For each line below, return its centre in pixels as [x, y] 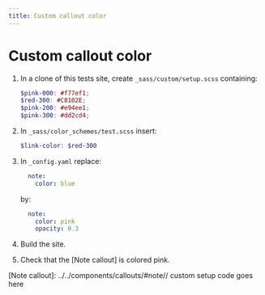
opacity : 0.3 [57, 229]
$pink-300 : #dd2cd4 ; [55, 116]
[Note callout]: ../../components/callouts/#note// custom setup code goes [131, 276]
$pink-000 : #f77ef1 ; [55, 93]
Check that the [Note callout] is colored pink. [95, 260]
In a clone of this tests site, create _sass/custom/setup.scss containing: [139, 78]
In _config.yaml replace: [60, 161]
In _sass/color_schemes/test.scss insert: [88, 131]
